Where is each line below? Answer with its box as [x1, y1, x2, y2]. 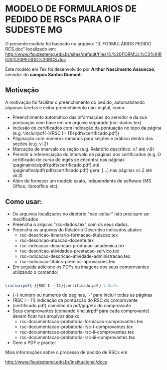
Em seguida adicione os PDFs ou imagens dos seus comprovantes [12, 264, 150, 270]
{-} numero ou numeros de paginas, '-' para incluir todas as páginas [12, 292, 153, 298]
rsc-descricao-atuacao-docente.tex [19, 237, 94, 243]
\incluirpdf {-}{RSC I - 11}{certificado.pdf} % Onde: [5, 283, 120, 288]
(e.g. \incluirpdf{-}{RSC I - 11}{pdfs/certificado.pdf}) [12, 130, 120, 136]
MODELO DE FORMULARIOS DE [5, 3, 137, 14]
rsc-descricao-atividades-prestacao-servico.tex [19, 248, 120, 254]
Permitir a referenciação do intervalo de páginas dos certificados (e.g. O [12, 151, 162, 157]
